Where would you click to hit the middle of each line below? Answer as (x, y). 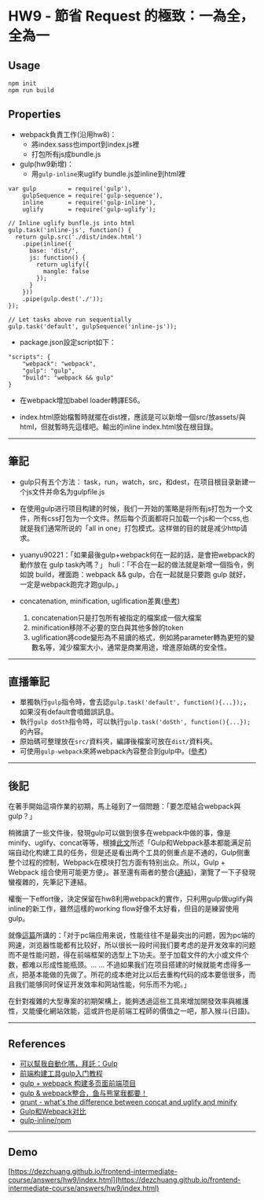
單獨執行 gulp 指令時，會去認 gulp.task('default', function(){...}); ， (135, 702)
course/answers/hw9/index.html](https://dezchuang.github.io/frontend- (125, 1180)
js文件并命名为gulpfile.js (66, 491)
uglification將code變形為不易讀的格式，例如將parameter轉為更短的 (139, 637)
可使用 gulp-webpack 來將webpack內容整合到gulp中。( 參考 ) (113, 751)
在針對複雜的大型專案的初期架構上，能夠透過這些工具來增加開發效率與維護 (128, 1002)
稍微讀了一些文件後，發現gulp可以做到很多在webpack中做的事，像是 (120, 833)
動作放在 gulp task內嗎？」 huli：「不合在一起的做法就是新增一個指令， (133, 565)
